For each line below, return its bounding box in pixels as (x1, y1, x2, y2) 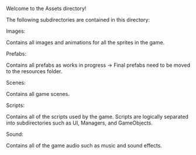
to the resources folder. (6, 68, 63, 75)
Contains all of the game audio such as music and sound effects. (6, 142, 163, 149)
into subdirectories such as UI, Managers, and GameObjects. (6, 119, 153, 126)
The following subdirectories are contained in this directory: (6, 16, 150, 23)
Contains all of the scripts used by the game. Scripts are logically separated (6, 113, 189, 120)
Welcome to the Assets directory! (6, 5, 87, 12)
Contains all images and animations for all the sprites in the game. (6, 39, 165, 46)
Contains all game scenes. (6, 91, 70, 97)
